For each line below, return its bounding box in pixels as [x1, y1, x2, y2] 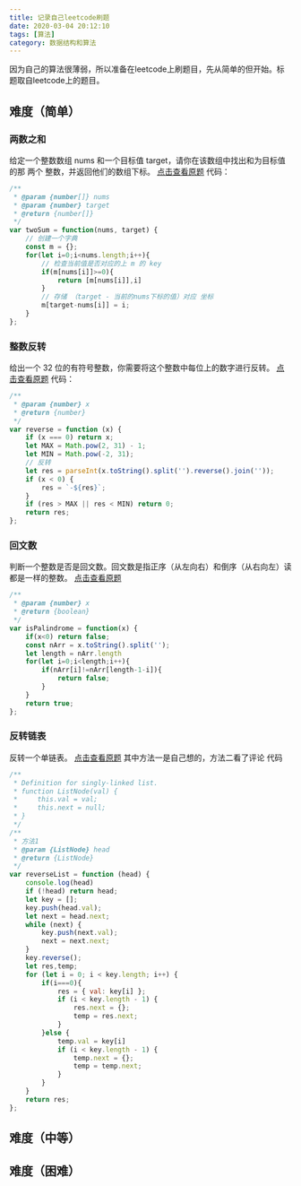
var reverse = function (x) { [9, 425, 123, 434]
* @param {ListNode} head [13, 844, 110, 854]
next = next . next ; [41, 937, 110, 946]
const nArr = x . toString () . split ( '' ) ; [25, 640, 170, 650]
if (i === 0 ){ [41, 978, 82, 987]
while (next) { [25, 920, 82, 929]
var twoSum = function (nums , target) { [9, 226, 159, 235]
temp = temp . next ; [73, 1061, 142, 1071]
